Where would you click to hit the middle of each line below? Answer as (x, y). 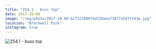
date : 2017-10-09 (23, 14)
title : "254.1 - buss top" (32, 9)
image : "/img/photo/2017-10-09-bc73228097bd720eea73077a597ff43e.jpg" (78, 18)
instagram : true (21, 28)
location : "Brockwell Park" (34, 23)
